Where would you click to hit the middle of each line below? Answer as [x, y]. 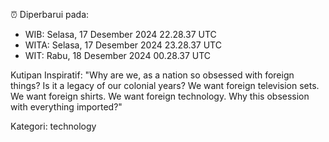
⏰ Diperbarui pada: [50, 14]
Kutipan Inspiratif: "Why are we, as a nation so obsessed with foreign [152, 75]
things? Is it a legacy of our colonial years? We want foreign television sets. [165, 85]
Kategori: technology [53, 126]
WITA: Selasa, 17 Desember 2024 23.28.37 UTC [123, 45]
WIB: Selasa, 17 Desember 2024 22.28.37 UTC [120, 34]
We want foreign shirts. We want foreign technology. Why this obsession [160, 96]
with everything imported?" [66, 107]
